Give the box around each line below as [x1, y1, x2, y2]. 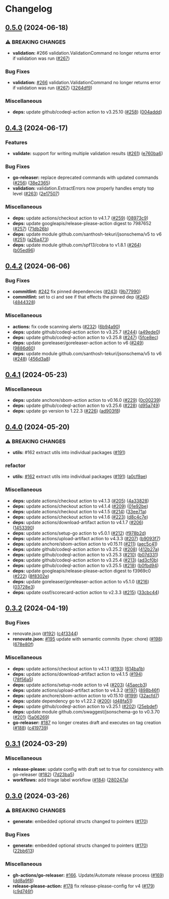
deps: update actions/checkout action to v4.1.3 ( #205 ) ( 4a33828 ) [12, 498, 149, 504]
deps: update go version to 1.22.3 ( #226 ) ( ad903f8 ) [12, 408, 121, 414]
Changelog [5, 3, 52, 15]
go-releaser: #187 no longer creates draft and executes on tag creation [12, 719, 161, 725]
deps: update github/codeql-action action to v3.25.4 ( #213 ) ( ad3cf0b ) [12, 557, 159, 563]
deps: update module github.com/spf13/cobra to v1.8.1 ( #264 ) [12, 242, 142, 248]
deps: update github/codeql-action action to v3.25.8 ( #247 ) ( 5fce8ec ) [12, 334, 159, 340]
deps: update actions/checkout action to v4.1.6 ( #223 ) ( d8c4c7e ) [12, 514, 148, 520]
